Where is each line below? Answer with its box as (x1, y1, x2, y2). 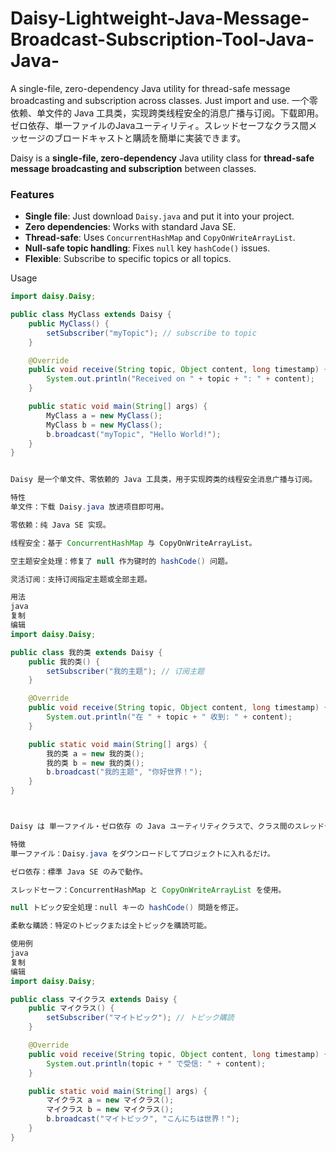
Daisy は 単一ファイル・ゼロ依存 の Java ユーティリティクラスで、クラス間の (10, 822, 295, 832)
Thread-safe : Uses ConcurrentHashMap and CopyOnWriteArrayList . (24, 232, 296, 244)
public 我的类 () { (28, 657, 101, 667)
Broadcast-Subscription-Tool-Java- (10, 28, 315, 51)
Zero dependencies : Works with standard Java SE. (24, 221, 237, 233)
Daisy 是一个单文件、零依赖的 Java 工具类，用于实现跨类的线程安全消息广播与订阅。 (10, 475, 318, 485)
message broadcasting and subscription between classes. (10, 162, 257, 174)
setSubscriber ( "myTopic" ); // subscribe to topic (46, 328, 257, 338)
